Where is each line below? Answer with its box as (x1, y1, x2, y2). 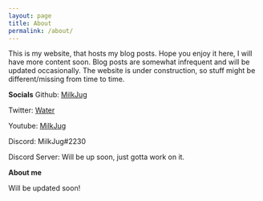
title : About (8, 19, 52, 27)
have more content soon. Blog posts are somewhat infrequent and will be (8, 57, 250, 67)
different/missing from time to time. (8, 74, 125, 84)
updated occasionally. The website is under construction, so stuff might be (8, 66, 256, 76)
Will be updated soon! (8, 183, 81, 193)
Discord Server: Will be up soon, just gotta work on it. (8, 152, 185, 162)
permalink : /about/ (8, 27, 74, 35)
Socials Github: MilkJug (8, 90, 87, 100)
